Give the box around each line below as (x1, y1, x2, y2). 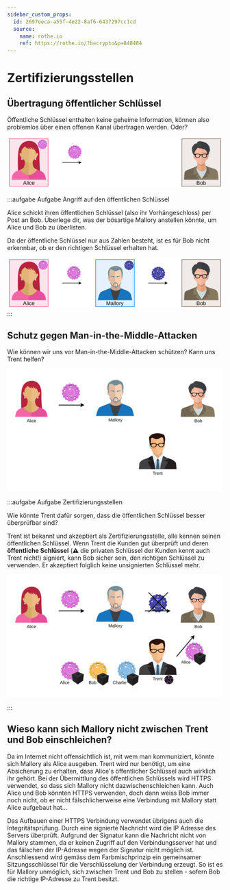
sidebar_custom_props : (7, 11, 72, 18)
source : (13, 25, 36, 32)
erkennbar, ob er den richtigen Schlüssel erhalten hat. (7, 243, 159, 251)
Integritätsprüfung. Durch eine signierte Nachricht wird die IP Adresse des (7, 824, 216, 832)
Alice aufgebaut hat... (7, 803, 68, 811)
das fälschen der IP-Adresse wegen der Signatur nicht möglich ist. (7, 845, 194, 854)
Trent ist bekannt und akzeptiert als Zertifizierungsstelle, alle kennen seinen (7, 532, 221, 540)
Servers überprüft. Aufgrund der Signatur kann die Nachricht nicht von (7, 831, 207, 839)
